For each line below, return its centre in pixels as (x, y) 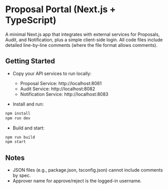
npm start (16, 142)
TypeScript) (31, 20)
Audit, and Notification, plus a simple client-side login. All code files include (84, 40)
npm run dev (18, 118)
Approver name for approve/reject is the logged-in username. (77, 181)
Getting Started (30, 61)
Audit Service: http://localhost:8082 (58, 89)
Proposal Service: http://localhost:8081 (61, 83)
